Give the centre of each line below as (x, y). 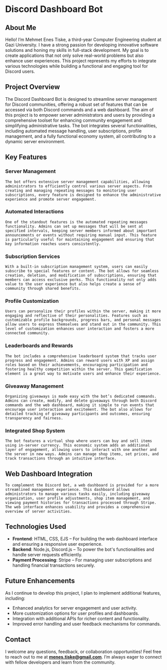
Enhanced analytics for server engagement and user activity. (75, 608)
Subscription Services (33, 256)
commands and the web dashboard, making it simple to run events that (80, 405)
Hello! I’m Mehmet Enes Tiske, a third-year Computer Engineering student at (83, 39)
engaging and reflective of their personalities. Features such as (77, 316)
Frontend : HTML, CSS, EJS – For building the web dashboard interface (85, 539)
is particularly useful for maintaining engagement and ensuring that (80, 239)
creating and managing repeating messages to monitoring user (71, 191)
